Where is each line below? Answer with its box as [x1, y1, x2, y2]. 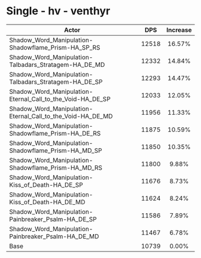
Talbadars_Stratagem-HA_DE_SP [9, 78, 103, 86]
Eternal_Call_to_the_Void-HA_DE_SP [9, 94, 111, 103]
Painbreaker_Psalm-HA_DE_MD [9, 232, 99, 240]
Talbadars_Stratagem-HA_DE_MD [9, 60, 105, 69]
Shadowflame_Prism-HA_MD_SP [9, 146, 102, 155]
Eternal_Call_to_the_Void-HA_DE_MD [9, 112, 113, 120]
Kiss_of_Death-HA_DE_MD [9, 198, 86, 206]
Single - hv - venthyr [6, 4, 111, 18]
